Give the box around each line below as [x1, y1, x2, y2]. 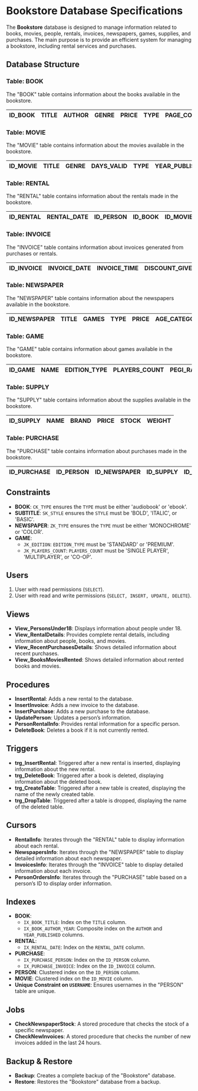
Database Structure [6, 60, 80, 70]
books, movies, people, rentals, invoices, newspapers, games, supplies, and [6, 29, 191, 37]
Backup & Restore [6, 1056, 72, 1066]
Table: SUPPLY [6, 383, 49, 392]
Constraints [6, 488, 51, 498]
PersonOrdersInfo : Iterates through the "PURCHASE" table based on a [14, 873, 187, 880]
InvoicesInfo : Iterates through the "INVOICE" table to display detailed [14, 861, 184, 868]
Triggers [6, 744, 38, 754]
